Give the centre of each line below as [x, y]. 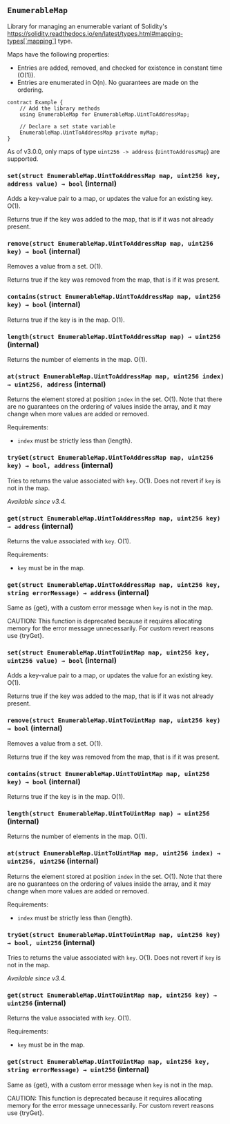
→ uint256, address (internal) [57, 384]
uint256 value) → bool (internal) [62, 661]
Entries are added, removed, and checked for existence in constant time [120, 68]
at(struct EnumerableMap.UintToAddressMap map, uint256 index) [116, 376]
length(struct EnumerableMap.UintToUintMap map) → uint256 [108, 814]
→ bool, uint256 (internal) [51, 942]
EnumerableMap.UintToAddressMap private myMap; [89, 133]
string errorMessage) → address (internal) [78, 592]
